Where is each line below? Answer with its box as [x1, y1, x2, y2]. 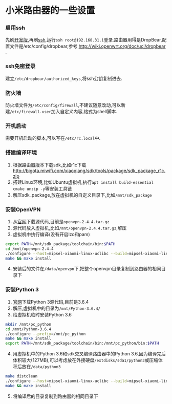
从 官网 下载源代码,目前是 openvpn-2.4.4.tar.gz [12, 218, 110, 224]
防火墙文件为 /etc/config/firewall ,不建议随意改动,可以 [5, 102, 121, 108]
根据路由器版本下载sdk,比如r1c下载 [12, 162, 87, 168]
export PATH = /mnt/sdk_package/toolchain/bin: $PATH [5, 241, 116, 246]
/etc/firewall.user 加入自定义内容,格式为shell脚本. [10, 109, 118, 115]
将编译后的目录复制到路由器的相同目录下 [12, 393, 98, 399]
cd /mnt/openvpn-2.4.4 [5, 246, 54, 251]
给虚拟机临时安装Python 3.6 [12, 311, 72, 317]
